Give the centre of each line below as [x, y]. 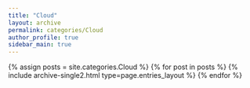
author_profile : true [43, 37]
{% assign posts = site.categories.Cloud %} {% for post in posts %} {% [123, 67]
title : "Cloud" [33, 15]
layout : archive [34, 23]
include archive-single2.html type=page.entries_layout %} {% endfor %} [125, 75]
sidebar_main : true [40, 45]
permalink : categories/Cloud [56, 30]
